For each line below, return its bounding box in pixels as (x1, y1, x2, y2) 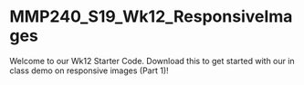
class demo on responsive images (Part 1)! (9, 65, 169, 76)
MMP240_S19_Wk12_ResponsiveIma (9, 6, 293, 27)
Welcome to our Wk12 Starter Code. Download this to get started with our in (9, 55, 295, 66)
